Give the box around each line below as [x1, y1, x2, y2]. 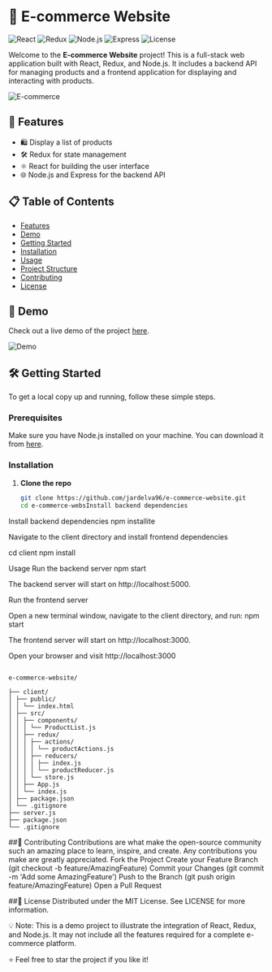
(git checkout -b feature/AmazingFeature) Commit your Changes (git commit [8, 863, 265, 873]
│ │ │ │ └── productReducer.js [8, 766, 114, 775]
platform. [45, 938, 77, 948]
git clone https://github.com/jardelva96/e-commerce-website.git [19, 493, 246, 502]
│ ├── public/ [8, 695, 57, 703]
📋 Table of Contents [8, 195, 115, 209]
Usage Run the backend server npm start [8, 563, 146, 573]
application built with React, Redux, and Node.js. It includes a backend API [8, 59, 257, 68]
